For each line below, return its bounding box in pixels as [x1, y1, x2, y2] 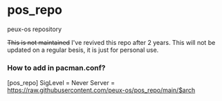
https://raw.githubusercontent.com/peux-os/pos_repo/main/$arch [7, 86, 196, 95]
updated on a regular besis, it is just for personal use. [7, 46, 159, 54]
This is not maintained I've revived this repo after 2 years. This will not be [7, 38, 216, 46]
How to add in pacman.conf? [7, 63, 106, 73]
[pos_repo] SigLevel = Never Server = [7, 79, 115, 87]
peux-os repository [7, 25, 62, 33]
